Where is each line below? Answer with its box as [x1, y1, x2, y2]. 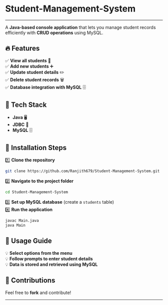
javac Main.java [5, 218, 39, 223]
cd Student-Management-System [5, 190, 68, 195]
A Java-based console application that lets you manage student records [5, 24, 156, 30]
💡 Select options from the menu [5, 250, 72, 256]
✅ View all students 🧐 [5, 57, 51, 63]
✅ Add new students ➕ [5, 63, 53, 69]
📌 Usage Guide [5, 237, 52, 245]
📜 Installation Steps [5, 143, 67, 152]
